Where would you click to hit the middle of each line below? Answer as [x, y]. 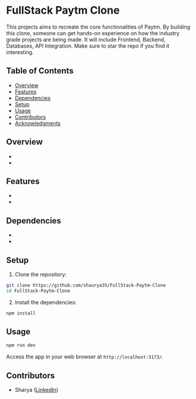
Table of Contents [40, 71]
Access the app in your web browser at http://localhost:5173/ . [85, 357]
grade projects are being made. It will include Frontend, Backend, [86, 39]
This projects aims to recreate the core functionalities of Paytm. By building [98, 27]
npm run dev [21, 345]
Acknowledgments [38, 123]
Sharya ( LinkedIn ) [36, 390]
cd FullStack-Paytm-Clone [38, 291]
